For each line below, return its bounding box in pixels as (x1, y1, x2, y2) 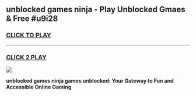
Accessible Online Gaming (6, 83, 72, 90)
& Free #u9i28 (6, 14, 58, 24)
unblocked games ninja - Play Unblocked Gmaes (6, 5, 185, 15)
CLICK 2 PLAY (6, 53, 47, 61)
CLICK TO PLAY (6, 31, 51, 40)
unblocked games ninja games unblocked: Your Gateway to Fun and (6, 77, 174, 84)
